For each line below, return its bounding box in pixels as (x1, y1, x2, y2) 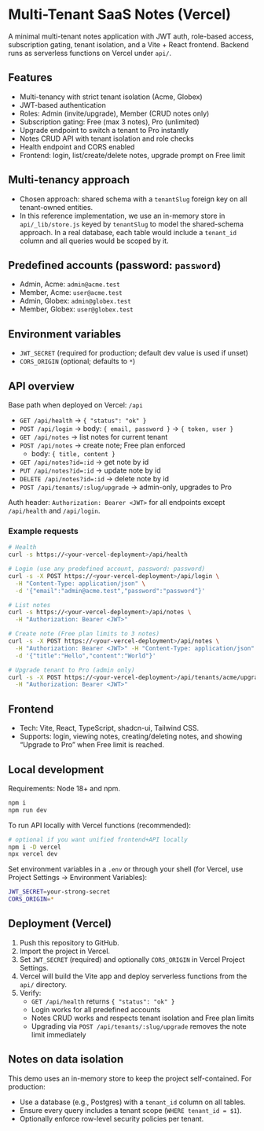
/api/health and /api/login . (8, 506, 101, 515)
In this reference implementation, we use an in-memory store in (19, 211, 225, 220)
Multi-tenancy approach (8, 173, 130, 186)
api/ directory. (19, 979, 68, 989)
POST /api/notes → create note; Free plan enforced (19, 440, 186, 450)
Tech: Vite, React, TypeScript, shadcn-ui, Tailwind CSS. (19, 724, 199, 733)
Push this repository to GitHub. (19, 938, 119, 947)
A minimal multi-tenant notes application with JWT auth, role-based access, (8, 31, 254, 41)
